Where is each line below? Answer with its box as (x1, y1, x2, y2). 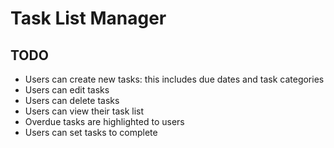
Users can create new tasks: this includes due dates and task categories (24, 73, 325, 85)
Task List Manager (10, 7, 167, 30)
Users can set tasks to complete (24, 127, 158, 138)
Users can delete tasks (24, 95, 120, 106)
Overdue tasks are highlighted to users (24, 116, 185, 127)
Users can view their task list (24, 105, 145, 117)
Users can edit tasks (24, 84, 110, 96)
